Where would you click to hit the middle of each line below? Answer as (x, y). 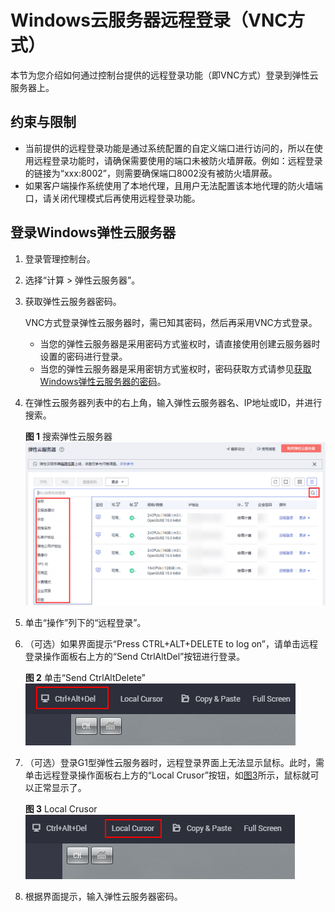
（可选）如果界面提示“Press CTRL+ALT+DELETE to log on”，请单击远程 (171, 644)
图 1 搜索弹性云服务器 (68, 436)
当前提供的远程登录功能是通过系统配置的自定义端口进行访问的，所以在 (169, 148)
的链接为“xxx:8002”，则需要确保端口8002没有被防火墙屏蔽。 (151, 173)
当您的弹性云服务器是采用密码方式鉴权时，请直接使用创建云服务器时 (180, 343)
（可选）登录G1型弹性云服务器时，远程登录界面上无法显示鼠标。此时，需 (174, 763)
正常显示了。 (60, 788)
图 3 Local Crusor (61, 809)
